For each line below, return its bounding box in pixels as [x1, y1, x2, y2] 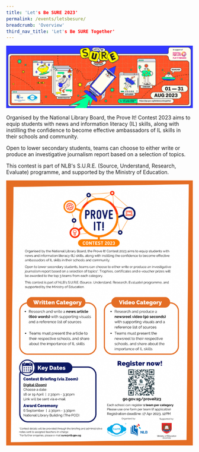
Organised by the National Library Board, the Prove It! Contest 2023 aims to [6, 114, 191, 121]
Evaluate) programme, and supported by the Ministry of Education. [6, 169, 169, 176]
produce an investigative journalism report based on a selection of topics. [6, 151, 186, 158]
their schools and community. [6, 133, 79, 140]
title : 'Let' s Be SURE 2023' [6, 10, 78, 15]
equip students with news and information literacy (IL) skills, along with [6, 121, 179, 128]
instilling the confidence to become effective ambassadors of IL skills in [6, 127, 181, 134]
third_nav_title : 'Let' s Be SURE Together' [6, 29, 115, 34]
